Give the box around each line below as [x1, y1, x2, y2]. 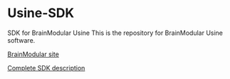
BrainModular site [7, 50, 59, 58]
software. [7, 36, 36, 44]
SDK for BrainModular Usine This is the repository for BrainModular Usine [7, 28, 223, 37]
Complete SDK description [7, 63, 85, 72]
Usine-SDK [7, 5, 75, 21]
